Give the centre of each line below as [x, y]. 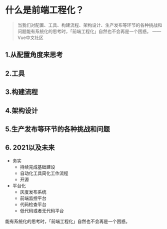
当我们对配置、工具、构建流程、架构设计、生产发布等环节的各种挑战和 [90, 25]
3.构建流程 [22, 92]
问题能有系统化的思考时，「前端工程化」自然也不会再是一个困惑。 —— [89, 31]
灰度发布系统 [33, 192]
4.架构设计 [22, 110]
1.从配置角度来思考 [34, 55]
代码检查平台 [33, 204]
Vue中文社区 [30, 37]
